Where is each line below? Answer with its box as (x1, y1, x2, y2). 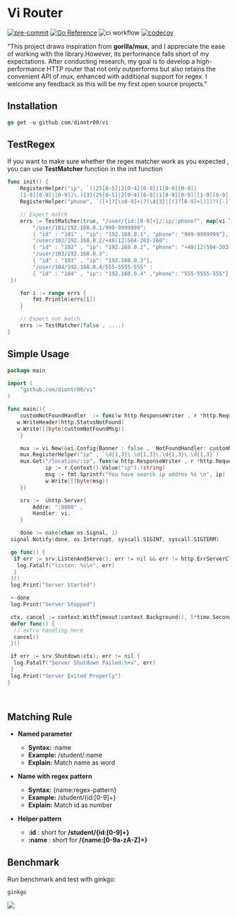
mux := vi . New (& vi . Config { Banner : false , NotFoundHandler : (20, 444, 207, 452)
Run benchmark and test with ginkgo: (7, 875, 116, 883)
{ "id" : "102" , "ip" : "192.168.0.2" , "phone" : (32, 244, 178, 251)
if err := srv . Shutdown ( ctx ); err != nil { (10, 653, 140, 660)
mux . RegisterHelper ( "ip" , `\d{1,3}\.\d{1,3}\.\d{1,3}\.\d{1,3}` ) (20, 451, 219, 458)
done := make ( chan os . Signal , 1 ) (20, 529, 119, 537)
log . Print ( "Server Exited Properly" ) (10, 672, 121, 680)
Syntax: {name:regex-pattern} (28, 786, 117, 794)
